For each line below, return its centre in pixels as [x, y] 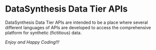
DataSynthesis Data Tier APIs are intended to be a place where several [77, 22]
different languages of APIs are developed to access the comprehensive [78, 27]
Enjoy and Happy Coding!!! [32, 42]
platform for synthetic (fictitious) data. [43, 33]
